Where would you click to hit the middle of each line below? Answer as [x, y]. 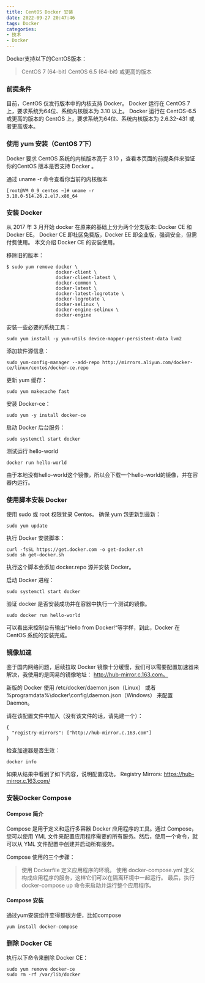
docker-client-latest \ [86, 277]
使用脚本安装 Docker [37, 499]
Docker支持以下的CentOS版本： [47, 58]
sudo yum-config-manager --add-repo [53, 362]
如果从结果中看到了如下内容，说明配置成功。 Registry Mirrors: [84, 774]
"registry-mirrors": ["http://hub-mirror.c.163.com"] [82, 733]
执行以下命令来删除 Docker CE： [47, 958]
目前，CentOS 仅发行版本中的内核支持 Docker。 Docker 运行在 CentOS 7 [98, 103]
